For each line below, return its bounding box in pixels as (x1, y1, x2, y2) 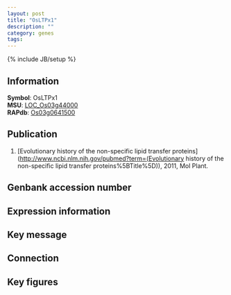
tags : (7, 36, 23, 43)
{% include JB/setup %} (7, 55, 76, 63)
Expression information (7, 205, 111, 217)
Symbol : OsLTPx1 (7, 93, 58, 101)
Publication (7, 128, 58, 140)
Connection (7, 253, 59, 264)
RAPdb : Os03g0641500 (7, 108, 76, 117)
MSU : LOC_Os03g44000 (7, 101, 78, 109)
